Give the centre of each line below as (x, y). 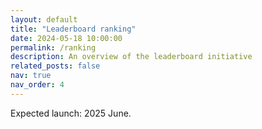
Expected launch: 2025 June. (71, 113)
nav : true (31, 76)
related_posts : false (55, 66)
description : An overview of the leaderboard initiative (131, 57)
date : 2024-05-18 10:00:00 (66, 38)
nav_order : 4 (37, 85)
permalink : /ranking (53, 47)
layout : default (44, 19)
